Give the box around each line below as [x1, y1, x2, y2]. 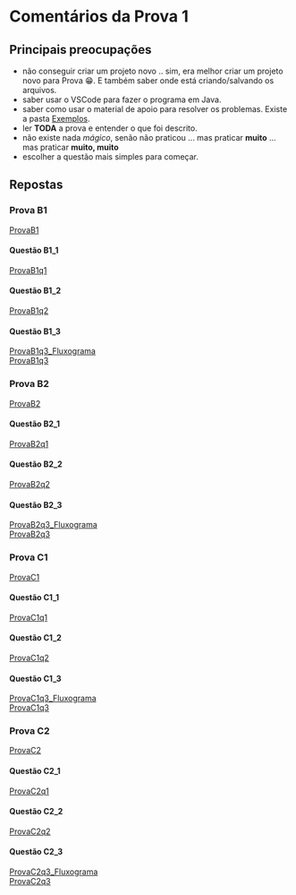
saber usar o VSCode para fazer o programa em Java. [21, 94, 222, 105]
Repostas [9, 177, 63, 193]
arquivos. [21, 85, 57, 95]
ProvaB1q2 [9, 306, 49, 316]
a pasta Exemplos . [21, 114, 90, 124]
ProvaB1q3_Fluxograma [9, 346, 97, 357]
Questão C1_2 [9, 633, 63, 643]
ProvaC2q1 [9, 786, 49, 796]
